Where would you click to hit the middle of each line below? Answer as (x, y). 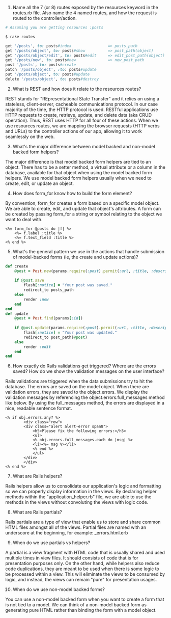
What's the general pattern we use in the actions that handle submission (88, 251)
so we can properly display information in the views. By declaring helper (81, 492)
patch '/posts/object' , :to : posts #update (51, 70)
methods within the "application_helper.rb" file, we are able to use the (78, 497)
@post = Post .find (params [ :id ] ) (49, 318)
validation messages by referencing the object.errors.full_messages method (85, 397)
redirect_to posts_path (49, 290)
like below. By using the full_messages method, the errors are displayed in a (85, 403)
